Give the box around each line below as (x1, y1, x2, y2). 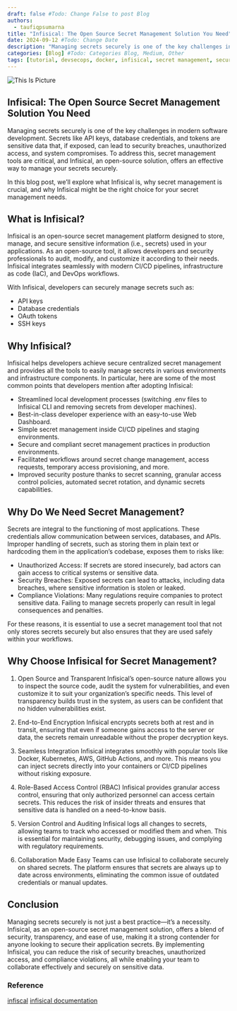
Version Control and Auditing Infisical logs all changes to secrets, (17, 819, 207, 828)
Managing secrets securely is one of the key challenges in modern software (7, 126, 228, 135)
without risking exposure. (17, 769, 92, 777)
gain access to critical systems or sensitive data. (17, 569, 159, 577)
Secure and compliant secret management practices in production (17, 440, 210, 449)
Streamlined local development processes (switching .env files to (17, 395, 207, 404)
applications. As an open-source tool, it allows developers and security (7, 247, 214, 256)
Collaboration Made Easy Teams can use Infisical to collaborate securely (17, 855, 229, 864)
